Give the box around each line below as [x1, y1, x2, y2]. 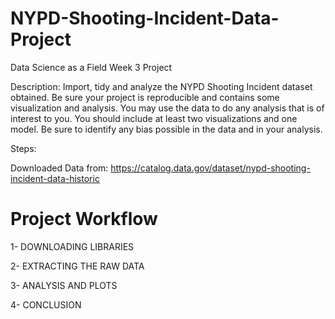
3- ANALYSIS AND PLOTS [10, 279, 118, 291]
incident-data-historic [10, 172, 100, 184]
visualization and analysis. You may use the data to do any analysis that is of [10, 102, 325, 114]
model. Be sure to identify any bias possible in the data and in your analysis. [10, 123, 323, 135]
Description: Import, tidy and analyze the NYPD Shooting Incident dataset [10, 80, 313, 92]
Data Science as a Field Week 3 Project [10, 61, 173, 73]
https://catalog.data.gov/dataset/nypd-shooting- [110, 162, 311, 174]
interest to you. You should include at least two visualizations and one [10, 112, 298, 124]
